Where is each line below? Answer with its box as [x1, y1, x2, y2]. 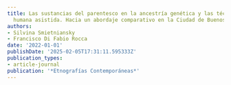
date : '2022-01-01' [7, 42, 63, 49]
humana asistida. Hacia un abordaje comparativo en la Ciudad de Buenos [13, 16, 226, 23]
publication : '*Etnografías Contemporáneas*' [7, 67, 140, 74]
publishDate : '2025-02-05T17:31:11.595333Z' [7, 49, 137, 56]
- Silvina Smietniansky [7, 29, 76, 36]
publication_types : [7, 55, 63, 62]
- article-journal [7, 61, 60, 68]
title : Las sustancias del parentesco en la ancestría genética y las [7, 10, 214, 17]
